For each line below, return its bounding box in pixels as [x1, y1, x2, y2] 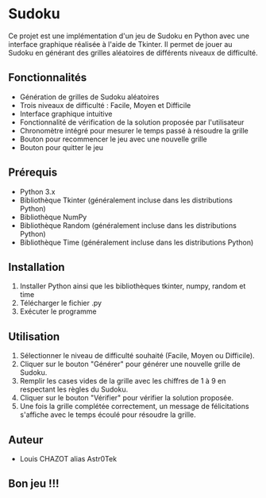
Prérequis [8, 166, 58, 180]
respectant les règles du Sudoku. [19, 384, 129, 394]
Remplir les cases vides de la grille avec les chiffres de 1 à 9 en [19, 376, 226, 386]
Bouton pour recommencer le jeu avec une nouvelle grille [19, 134, 208, 144]
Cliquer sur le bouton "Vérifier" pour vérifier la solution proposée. [19, 393, 234, 403]
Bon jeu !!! [8, 477, 60, 491]
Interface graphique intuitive [19, 109, 113, 118]
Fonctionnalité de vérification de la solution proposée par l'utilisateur [19, 117, 245, 127]
